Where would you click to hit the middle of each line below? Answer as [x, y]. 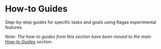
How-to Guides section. [29, 41]
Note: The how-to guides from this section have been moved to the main [78, 37]
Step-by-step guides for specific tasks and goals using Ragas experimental [81, 22]
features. [14, 27]
